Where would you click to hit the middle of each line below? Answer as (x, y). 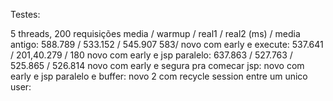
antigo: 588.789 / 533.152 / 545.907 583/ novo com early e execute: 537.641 (167, 44)
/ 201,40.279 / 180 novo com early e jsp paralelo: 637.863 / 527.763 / (151, 55)
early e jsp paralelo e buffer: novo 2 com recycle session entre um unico (159, 76)
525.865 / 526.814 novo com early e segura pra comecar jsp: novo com (157, 65)
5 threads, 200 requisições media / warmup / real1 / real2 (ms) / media (155, 33)
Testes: (25, 14)
